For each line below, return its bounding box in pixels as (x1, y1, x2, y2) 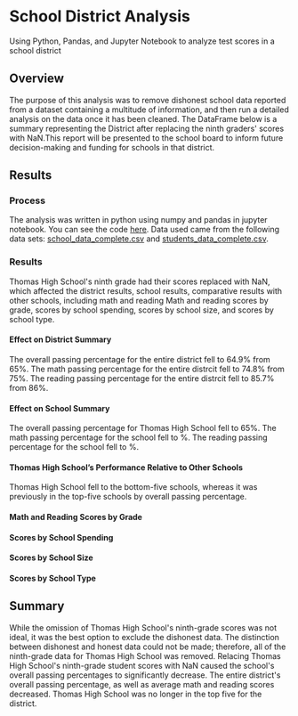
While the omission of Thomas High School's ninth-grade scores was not (9, 622, 278, 633)
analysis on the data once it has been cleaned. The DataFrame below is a (9, 113, 278, 124)
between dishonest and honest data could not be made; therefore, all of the (9, 641, 286, 652)
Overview (9, 71, 65, 86)
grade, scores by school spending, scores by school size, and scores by (9, 305, 274, 315)
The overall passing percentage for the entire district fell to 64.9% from (9, 354, 271, 364)
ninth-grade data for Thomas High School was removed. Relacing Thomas (9, 650, 282, 661)
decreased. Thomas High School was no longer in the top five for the (9, 688, 262, 699)
